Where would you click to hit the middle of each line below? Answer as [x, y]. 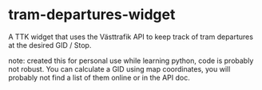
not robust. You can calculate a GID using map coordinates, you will [119, 68]
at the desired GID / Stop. [50, 45]
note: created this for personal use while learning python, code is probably [131, 61]
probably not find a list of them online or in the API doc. [99, 77]
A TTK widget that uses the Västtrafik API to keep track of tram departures [131, 37]
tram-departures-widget [92, 15]
